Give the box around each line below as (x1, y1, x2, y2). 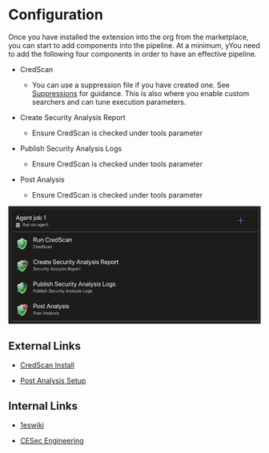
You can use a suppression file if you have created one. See (31, 80, 231, 90)
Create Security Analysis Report (19, 112, 126, 122)
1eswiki (19, 420, 44, 430)
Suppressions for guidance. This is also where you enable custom (31, 88, 250, 98)
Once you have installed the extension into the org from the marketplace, (8, 32, 249, 42)
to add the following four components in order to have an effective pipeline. (8, 49, 257, 58)
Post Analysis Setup (19, 376, 86, 386)
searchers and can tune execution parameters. (31, 97, 187, 106)
